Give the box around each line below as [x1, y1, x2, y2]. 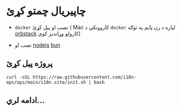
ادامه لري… [6, 96, 45, 106]
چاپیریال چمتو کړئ [6, 4, 86, 18]
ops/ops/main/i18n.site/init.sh [6, 79, 86, 85]
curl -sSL [6, 74, 31, 80]
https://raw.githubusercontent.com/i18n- [32, 74, 136, 80]
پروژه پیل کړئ [6, 58, 53, 68]
